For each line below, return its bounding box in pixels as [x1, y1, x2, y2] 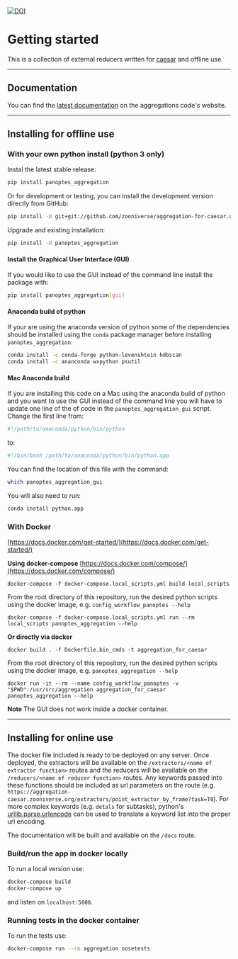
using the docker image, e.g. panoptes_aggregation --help [7, 666, 178, 675]
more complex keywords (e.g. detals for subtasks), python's [7, 802, 184, 810]
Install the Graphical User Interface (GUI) [7, 255, 130, 263]
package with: [7, 278, 49, 287]
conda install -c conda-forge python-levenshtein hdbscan [7, 351, 182, 359]
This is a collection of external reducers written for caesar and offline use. [7, 55, 223, 63]
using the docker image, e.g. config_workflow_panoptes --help [7, 601, 191, 609]
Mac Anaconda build [7, 373, 69, 382]
